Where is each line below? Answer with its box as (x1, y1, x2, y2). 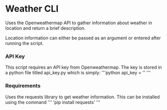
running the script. (5, 40, 44, 46)
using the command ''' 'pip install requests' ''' (5, 99, 101, 105)
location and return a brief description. (5, 25, 86, 31)
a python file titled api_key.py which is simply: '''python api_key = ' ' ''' (5, 70, 151, 76)
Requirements (5, 82, 41, 89)
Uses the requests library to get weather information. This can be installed (5, 94, 160, 100)
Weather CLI (5, 3, 59, 15)
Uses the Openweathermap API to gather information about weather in (5, 20, 153, 26)
